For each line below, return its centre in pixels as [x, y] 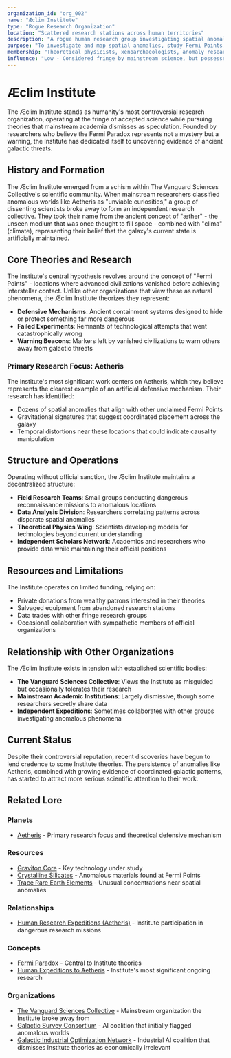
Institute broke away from [53, 1018]
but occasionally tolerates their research [74, 689]
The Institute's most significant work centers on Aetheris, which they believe [115, 381]
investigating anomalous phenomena [69, 718]
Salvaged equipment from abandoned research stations [96, 608]
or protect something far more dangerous [76, 319]
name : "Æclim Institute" [43, 20]
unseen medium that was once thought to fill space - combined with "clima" [115, 223]
